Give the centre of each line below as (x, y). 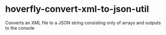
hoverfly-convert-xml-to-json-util (77, 9)
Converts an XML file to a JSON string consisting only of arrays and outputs (83, 23)
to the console (20, 28)
